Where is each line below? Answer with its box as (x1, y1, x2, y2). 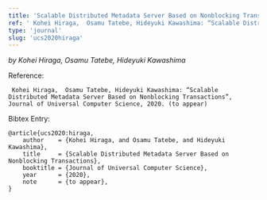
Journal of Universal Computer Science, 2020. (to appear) (8, 100, 208, 108)
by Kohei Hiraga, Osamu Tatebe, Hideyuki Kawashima (8, 56, 186, 65)
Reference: (8, 71, 44, 80)
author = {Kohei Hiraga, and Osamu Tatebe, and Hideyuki (22, 137, 226, 144)
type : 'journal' (8, 26, 62, 34)
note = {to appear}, (22, 178, 109, 187)
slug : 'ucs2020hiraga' (8, 33, 83, 42)
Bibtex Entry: (8, 114, 50, 124)
